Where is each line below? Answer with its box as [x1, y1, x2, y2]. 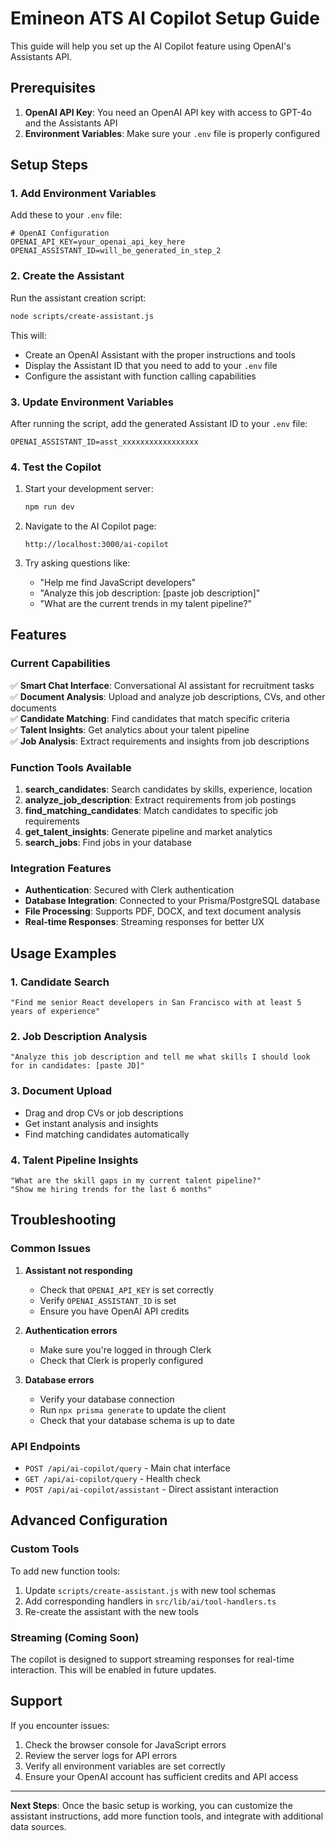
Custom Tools [10, 1542, 80, 1556]
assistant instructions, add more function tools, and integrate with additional [10, 1810, 324, 1822]
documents [10, 702, 57, 714]
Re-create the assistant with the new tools [24, 1605, 199, 1617]
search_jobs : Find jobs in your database [24, 837, 192, 849]
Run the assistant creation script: [10, 292, 147, 304]
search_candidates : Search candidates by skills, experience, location [24, 783, 313, 796]
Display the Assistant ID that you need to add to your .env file [24, 359, 278, 371]
